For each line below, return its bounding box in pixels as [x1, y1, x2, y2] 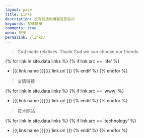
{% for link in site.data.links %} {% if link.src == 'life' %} [5, 58, 120, 64]
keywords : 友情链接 [5, 21, 43, 26]
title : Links [5, 12, 32, 17]
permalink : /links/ [5, 35, 46, 40]
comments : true [5, 26, 37, 31]
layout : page [5, 7, 32, 12]
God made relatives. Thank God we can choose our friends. [17, 48, 140, 55]
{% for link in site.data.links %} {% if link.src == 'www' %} [5, 88, 124, 94]
